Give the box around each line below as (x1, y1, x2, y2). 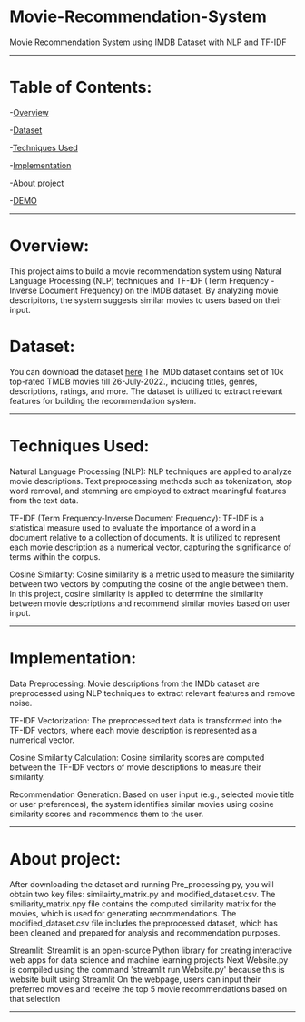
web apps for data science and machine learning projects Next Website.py (9, 954, 289, 966)
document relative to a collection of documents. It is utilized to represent (9, 531, 280, 542)
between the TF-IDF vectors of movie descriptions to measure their (9, 762, 261, 773)
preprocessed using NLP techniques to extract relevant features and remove (9, 687, 296, 698)
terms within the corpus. (9, 551, 102, 562)
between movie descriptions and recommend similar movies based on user (9, 598, 290, 609)
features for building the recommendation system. (9, 395, 197, 406)
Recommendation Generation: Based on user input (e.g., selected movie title (9, 789, 295, 800)
